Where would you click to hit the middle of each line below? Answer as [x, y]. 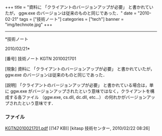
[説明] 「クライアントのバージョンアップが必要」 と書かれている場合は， [77, 85]
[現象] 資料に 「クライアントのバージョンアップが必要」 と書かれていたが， [80, 69]
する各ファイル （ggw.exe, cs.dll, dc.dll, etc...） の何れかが [67, 97]
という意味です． [39, 103]
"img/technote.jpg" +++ [29, 25]
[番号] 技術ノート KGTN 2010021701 [40, 59]
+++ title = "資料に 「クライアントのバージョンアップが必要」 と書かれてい [79, 7]
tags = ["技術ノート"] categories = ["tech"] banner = [72, 19]
